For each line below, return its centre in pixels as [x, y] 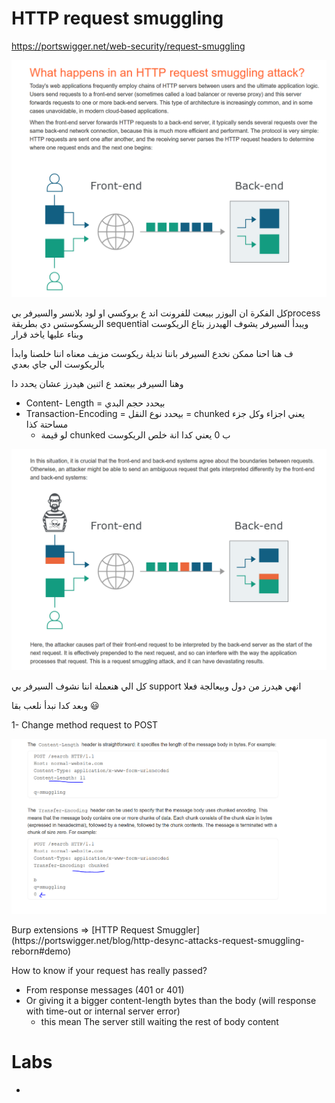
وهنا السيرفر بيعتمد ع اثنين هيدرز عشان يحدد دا [97, 383]
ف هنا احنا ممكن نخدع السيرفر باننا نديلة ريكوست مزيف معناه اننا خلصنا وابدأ [152, 353]
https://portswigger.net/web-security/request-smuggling [128, 46]
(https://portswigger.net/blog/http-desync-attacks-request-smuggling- [158, 940]
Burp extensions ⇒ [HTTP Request [83, 929]
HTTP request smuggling [117, 18]
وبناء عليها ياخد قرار [47, 334]
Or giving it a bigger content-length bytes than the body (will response [171, 1000]
